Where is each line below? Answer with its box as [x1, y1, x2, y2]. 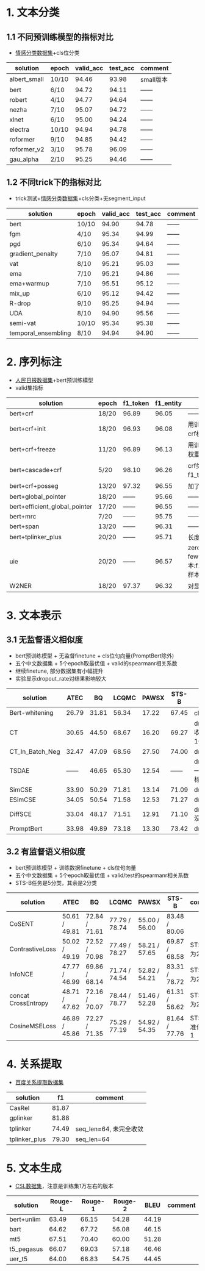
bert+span [9, 522, 40, 531]
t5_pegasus [9, 1245, 43, 1253]
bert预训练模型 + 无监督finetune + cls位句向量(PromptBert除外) [15, 652, 174, 659]
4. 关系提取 [6, 1057, 62, 1071]
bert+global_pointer [9, 492, 67, 501]
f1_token [123, 399, 149, 407]
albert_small [9, 75, 44, 83]
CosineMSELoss [9, 1022, 57, 1030]
